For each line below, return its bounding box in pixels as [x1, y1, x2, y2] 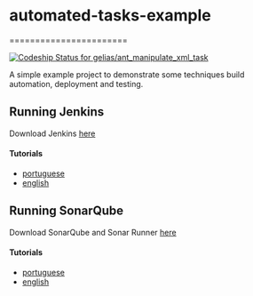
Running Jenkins [9, 104, 105, 120]
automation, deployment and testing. [9, 78, 144, 89]
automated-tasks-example [9, 5, 211, 26]
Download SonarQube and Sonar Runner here [9, 227, 177, 237]
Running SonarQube [9, 204, 124, 219]
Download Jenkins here [9, 128, 96, 139]
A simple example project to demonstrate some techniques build [9, 68, 245, 80]
